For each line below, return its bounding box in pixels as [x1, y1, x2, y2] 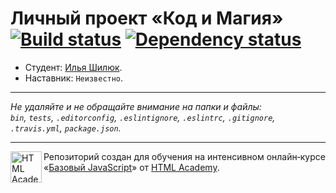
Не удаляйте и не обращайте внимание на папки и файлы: [10, 100, 262, 112]
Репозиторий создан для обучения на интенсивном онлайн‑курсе [43, 150, 326, 162]
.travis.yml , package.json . [10, 122, 122, 134]
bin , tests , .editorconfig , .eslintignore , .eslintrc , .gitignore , [10, 111, 276, 123]
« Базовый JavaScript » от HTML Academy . [43, 161, 220, 173]
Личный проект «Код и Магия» [10, 7, 284, 30]
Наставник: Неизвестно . [24, 72, 124, 84]
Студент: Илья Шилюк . [24, 61, 123, 73]
